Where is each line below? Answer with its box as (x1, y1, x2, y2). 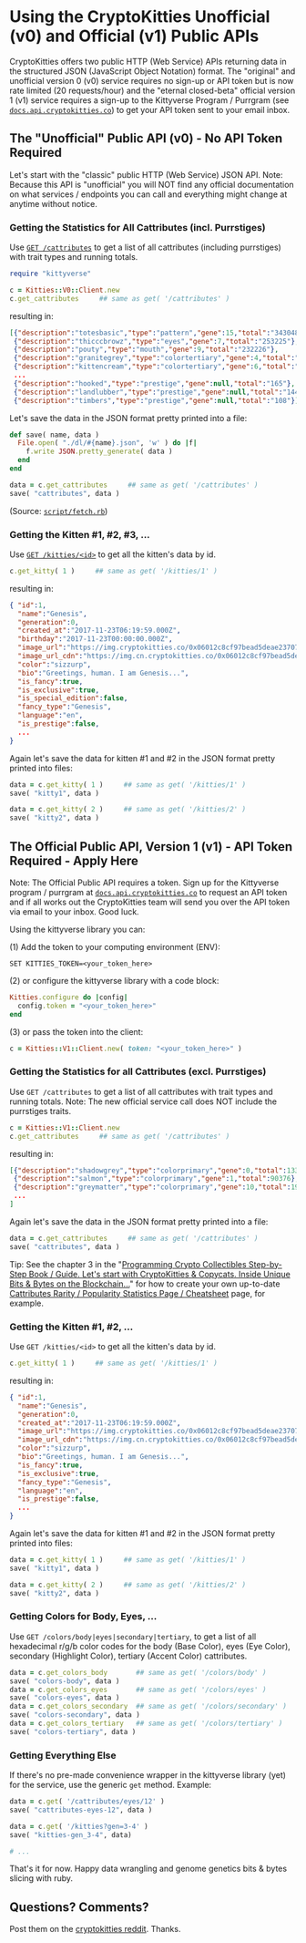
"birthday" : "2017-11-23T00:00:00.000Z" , (17, 635, 173, 644)
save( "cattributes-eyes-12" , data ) (9, 1805, 153, 1814)
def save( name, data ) (9, 430, 100, 439)
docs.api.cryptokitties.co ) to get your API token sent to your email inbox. (9, 104, 291, 115)
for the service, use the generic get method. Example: (9, 1780, 212, 1791)
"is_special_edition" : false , (17, 694, 128, 703)
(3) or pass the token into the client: (9, 1026, 144, 1037)
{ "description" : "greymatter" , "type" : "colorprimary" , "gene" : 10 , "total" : (13, 1183, 291, 1192)
